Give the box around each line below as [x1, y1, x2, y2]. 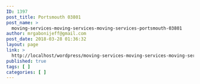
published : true [6, 58, 46, 64]
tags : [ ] [6, 63, 31, 70]
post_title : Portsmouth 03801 [6, 14, 82, 20]
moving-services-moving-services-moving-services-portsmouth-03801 [11, 25, 183, 31]
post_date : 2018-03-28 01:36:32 [6, 36, 86, 42]
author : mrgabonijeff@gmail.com [6, 31, 86, 37]
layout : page [6, 42, 39, 48]
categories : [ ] [6, 69, 46, 75]
